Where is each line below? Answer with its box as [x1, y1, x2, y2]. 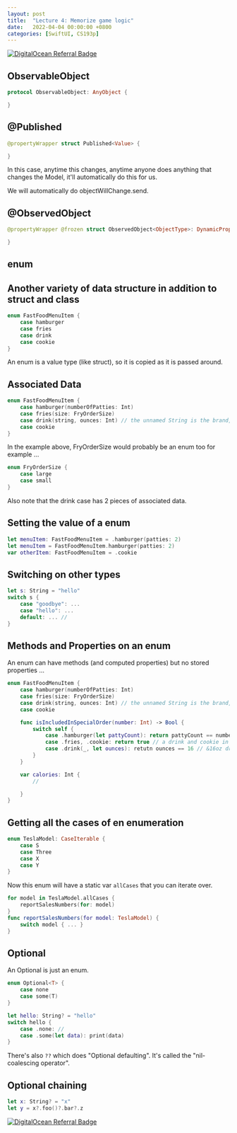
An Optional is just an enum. [7, 966, 90, 974]
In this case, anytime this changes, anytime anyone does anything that [7, 166, 212, 174]
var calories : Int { [20, 771, 80, 778]
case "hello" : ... [20, 606, 74, 614]
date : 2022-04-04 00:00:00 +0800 [7, 23, 112, 30]
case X [20, 855, 39, 862]
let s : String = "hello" [7, 587, 80, 594]
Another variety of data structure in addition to [7, 282, 217, 294]
